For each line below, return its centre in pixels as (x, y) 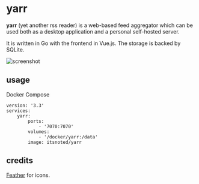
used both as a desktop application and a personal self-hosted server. (93, 31)
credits (20, 161)
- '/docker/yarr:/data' (68, 137)
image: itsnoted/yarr (55, 142)
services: (19, 111)
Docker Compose (28, 94)
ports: (36, 121)
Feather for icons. (28, 175)
